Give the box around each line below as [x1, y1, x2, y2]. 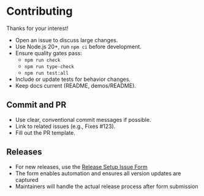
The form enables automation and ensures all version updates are [15, 170, 182, 177]
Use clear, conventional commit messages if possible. [15, 116, 151, 123]
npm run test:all [24, 70, 69, 76]
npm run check [24, 57, 61, 63]
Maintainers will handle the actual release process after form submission [15, 183, 198, 190]
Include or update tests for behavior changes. [15, 75, 130, 83]
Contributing [6, 4, 73, 18]
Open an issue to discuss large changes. [15, 36, 118, 43]
